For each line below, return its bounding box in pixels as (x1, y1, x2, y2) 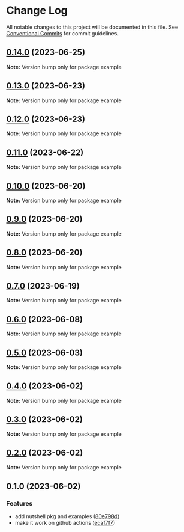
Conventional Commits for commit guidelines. (6, 29, 119, 37)
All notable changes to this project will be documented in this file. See (6, 23, 179, 31)
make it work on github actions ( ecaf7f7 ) (14, 519, 116, 527)
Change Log (6, 4, 68, 17)
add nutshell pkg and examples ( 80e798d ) (14, 513, 120, 520)
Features (6, 499, 33, 507)
